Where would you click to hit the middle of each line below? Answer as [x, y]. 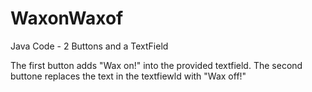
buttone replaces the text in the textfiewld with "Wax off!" [128, 76]
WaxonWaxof [67, 18]
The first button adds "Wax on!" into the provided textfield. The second [156, 65]
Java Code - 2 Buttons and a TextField [89, 46]
